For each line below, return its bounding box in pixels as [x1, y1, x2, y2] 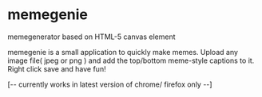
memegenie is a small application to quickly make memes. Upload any [7, 47, 239, 56]
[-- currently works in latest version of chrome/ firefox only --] [7, 80, 212, 89]
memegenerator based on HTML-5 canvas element [7, 32, 176, 41]
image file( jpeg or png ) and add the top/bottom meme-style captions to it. [7, 56, 255, 65]
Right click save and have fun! [7, 64, 106, 73]
